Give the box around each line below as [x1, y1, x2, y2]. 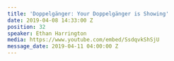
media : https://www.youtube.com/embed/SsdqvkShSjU [7, 36, 160, 43]
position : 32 [7, 23, 46, 30]
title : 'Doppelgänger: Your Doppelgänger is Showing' [7, 10, 170, 18]
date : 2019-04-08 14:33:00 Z [7, 17, 93, 24]
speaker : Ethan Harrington [7, 29, 87, 37]
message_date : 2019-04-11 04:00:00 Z [7, 43, 119, 50]
